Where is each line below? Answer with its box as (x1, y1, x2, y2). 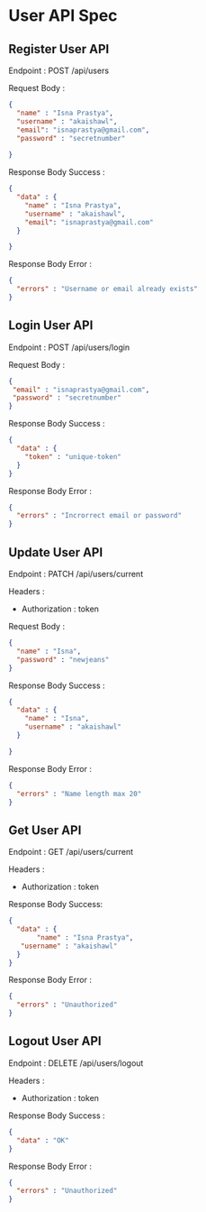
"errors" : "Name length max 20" (16, 789, 142, 798)
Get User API (8, 822, 82, 838)
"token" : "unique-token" (24, 452, 122, 461)
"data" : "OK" (16, 1135, 69, 1145)
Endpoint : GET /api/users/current (8, 847, 134, 858)
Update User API (8, 545, 103, 560)
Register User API (8, 41, 110, 57)
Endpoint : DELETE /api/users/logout (8, 1057, 144, 1069)
